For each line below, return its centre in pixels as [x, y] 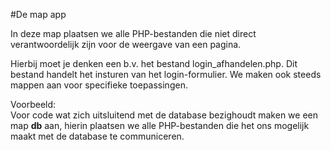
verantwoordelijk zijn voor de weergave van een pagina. [126, 44]
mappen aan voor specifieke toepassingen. [99, 85]
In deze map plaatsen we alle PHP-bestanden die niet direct [133, 33]
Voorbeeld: [33, 104]
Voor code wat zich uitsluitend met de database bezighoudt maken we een [164, 115]
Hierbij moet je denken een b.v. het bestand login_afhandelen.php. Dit [154, 63]
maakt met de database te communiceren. [97, 136]
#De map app [38, 14]
